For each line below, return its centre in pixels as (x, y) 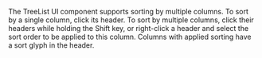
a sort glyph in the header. (51, 45)
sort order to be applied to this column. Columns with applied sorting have (130, 37)
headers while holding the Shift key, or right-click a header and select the (129, 28)
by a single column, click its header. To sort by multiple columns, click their (131, 20)
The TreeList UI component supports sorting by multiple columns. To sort (129, 12)
